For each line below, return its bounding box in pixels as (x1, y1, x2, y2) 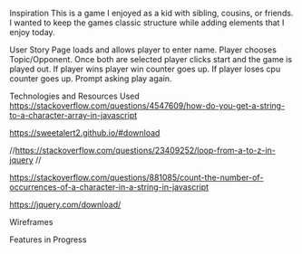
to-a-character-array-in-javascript (9, 110, 138, 120)
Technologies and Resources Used (9, 90, 141, 101)
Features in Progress (9, 234, 87, 245)
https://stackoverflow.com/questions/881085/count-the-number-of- (9, 172, 264, 183)
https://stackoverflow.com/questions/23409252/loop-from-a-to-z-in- (15, 145, 277, 155)
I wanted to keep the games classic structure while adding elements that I (9, 17, 285, 28)
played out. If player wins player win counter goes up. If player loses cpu (9, 63, 281, 74)
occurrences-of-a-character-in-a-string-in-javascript (9, 182, 209, 193)
